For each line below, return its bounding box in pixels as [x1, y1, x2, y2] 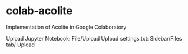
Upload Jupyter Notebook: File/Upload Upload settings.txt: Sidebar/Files [6, 35, 182, 42]
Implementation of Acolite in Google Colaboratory [6, 23, 127, 31]
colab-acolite [6, 4, 72, 18]
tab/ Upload [6, 41, 35, 48]
